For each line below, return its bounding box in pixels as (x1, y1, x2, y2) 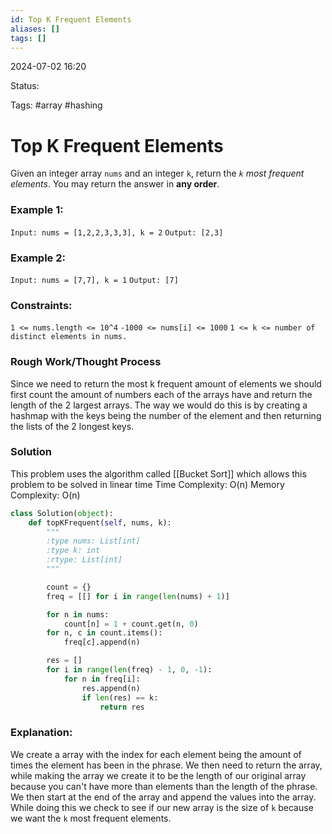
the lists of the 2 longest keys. (10, 420, 135, 432)
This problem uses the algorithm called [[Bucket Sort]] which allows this (10, 467, 307, 480)
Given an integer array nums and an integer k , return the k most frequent (10, 167, 305, 180)
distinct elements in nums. (10, 332, 128, 342)
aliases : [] (10, 24, 60, 34)
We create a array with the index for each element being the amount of (10, 748, 302, 760)
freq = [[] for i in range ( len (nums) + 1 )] (46, 591, 230, 601)
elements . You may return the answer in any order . (10, 178, 220, 190)
